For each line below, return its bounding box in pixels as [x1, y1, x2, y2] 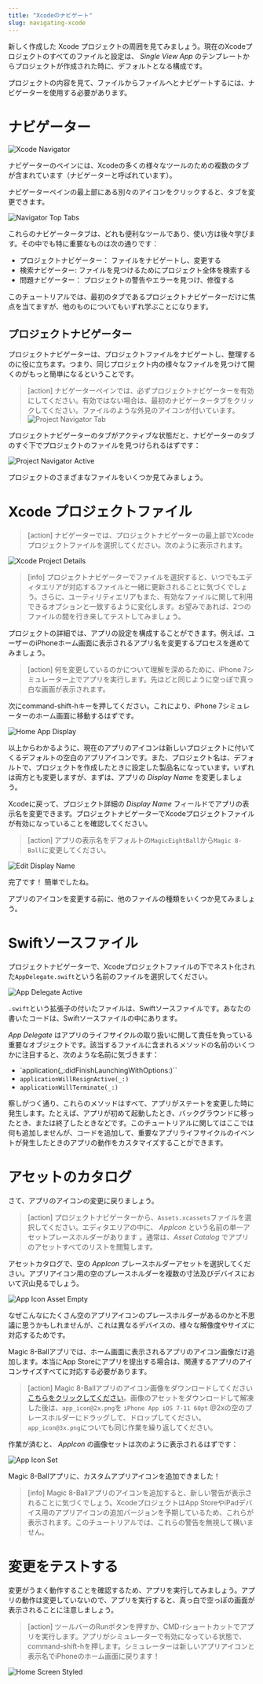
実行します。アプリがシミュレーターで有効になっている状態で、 [41, 1632, 247, 1641]
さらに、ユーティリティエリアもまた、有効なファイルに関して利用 [40, 592, 254, 602]
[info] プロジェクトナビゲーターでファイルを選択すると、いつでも [27, 572, 239, 582]
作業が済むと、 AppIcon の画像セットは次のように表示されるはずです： [8, 1439, 239, 1449]
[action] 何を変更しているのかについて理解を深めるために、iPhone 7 [27, 665, 247, 674]
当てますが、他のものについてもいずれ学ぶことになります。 [21, 302, 214, 312]
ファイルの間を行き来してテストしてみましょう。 [27, 611, 186, 622]
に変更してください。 [42, 845, 111, 855]
